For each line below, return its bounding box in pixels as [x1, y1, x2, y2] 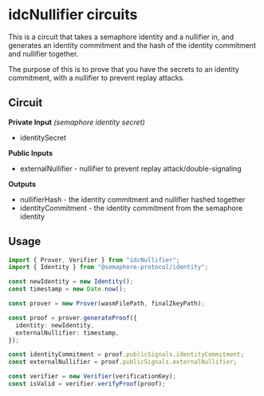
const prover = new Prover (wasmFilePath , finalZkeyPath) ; [8, 299, 205, 308]
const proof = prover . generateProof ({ [8, 314, 137, 322]
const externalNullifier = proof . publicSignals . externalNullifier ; [8, 358, 238, 366]
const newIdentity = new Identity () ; [8, 278, 134, 286]
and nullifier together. [8, 49, 79, 58]
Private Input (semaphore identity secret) [8, 117, 145, 127]
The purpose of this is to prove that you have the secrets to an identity [8, 64, 239, 73]
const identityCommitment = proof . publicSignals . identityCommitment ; [8, 350, 245, 358]
